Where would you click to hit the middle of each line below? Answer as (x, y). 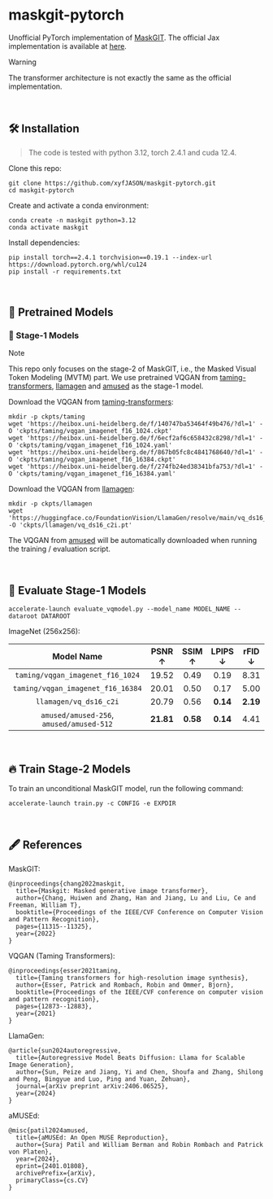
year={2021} (36, 1013)
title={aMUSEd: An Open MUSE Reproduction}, (92, 1137)
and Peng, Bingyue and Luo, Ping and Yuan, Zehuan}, (100, 1079)
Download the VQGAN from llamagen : (72, 489)
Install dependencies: (44, 243)
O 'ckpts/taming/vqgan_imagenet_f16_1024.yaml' (91, 445)
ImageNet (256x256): (44, 632)
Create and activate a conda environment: (78, 205)
